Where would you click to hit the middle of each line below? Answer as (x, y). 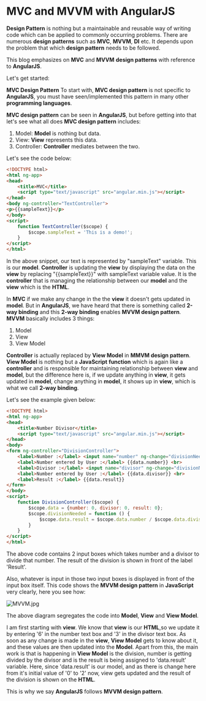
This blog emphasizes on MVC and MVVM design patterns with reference (101, 59)
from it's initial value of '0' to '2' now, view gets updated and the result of (99, 673)
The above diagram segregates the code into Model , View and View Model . (103, 616)
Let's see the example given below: (51, 400)
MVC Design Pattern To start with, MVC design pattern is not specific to (99, 90)
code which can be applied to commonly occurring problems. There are (97, 34)
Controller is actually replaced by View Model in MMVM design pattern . (99, 355)
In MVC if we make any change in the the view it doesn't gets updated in (98, 299)
